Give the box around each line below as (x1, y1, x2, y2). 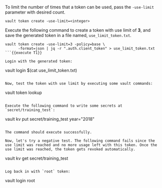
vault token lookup (5, 90, 42, 95)
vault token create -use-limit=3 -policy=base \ (5, 42, 105, 47)
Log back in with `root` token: (5, 169, 70, 174)
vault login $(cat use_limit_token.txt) (5, 68, 78, 73)
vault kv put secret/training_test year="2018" (5, 116, 95, 122)
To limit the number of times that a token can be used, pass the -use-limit (5, 4, 154, 10)
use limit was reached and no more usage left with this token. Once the (5, 143, 158, 148)
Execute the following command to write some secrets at (5, 103, 123, 108)
